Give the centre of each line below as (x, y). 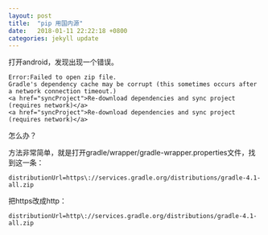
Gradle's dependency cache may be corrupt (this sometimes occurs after (133, 85)
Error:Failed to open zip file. (62, 77)
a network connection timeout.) (62, 92)
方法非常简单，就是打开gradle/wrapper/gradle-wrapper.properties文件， (128, 153)
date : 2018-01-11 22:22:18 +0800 (68, 31)
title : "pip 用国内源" (45, 23)
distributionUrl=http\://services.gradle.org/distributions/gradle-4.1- (133, 216)
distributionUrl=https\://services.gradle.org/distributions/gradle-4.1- (135, 178)
